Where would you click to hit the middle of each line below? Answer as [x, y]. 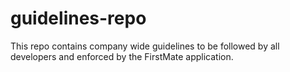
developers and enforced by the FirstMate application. [122, 56]
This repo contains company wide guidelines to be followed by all [145, 46]
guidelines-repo [78, 18]
